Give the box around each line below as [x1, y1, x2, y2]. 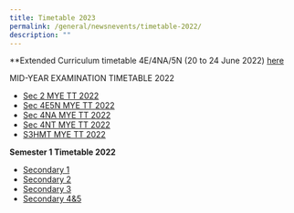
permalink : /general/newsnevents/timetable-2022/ [9, 22, 203, 31]
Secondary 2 [22, 174, 71, 185]
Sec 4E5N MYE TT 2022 [22, 100, 116, 111]
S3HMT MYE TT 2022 [22, 129, 107, 140]
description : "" [9, 30, 71, 39]
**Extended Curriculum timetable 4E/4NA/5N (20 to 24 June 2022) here [9, 56, 285, 66]
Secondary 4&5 [22, 193, 82, 205]
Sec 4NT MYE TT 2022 [22, 119, 111, 130]
